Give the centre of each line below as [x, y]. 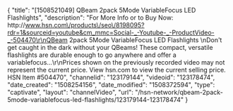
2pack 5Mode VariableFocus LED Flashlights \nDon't [146, 40]
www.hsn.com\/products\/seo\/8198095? [85, 25]
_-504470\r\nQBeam [38, 40]
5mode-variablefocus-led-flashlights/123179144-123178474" [95, 100]
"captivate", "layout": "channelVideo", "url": [71, 92]
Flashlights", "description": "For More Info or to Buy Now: [90, 18]
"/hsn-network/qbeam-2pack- [179, 92]
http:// [17, 25]
